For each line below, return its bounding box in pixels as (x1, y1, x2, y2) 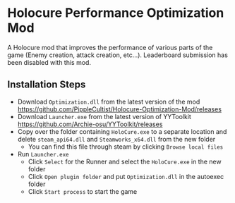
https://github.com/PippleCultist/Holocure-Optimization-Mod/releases (17, 104, 222, 113)
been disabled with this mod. (7, 58, 92, 66)
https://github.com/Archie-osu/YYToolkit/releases (17, 120, 163, 128)
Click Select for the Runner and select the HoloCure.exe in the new (28, 157, 222, 166)
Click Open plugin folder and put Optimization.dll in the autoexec (28, 172, 224, 180)
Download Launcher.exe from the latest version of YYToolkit (17, 112, 192, 121)
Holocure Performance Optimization (7, 5, 224, 21)
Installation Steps (7, 79, 86, 91)
